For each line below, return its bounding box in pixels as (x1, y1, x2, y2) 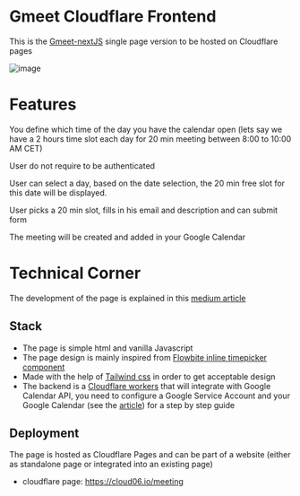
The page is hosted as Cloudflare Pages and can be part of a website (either (9, 449, 291, 460)
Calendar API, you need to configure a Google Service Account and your (21, 390, 291, 401)
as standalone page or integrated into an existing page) (9, 459, 213, 470)
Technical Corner (9, 263, 141, 283)
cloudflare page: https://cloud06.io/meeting (21, 476, 184, 487)
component (21, 361, 65, 372)
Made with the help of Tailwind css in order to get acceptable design (21, 370, 276, 382)
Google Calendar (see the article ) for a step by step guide (21, 399, 236, 410)
